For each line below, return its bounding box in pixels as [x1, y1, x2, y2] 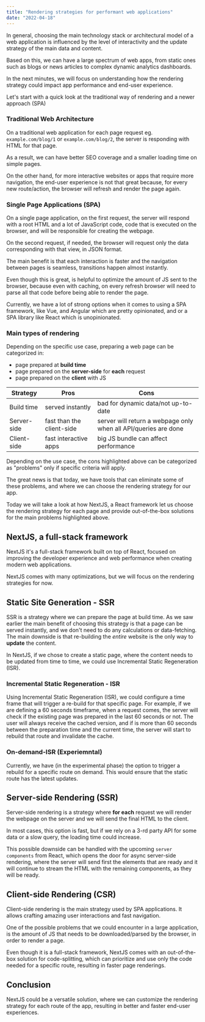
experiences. [6, 1009, 40, 1016]
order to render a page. [6, 937, 65, 944]
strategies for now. [6, 579, 54, 587]
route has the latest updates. [6, 775, 78, 782]
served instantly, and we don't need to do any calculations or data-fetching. [6, 626, 197, 634]
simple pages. [6, 160, 41, 167]
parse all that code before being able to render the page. [6, 289, 149, 296]
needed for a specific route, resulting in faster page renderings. [6, 962, 166, 969]
